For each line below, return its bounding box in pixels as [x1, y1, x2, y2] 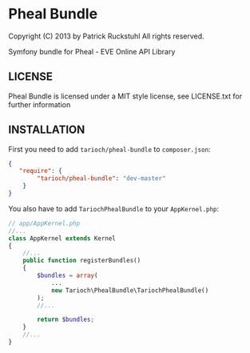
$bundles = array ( [37, 271, 98, 280]
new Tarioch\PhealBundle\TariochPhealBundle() [50, 286, 209, 295]
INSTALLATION [8, 123, 85, 137]
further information [8, 99, 71, 109]
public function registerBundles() [22, 257, 141, 265]
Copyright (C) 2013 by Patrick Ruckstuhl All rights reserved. [8, 31, 205, 41]
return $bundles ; [37, 315, 94, 324]
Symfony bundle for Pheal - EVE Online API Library [8, 46, 176, 56]
